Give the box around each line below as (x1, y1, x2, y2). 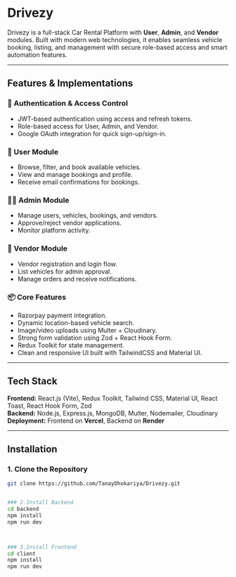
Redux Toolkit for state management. (17, 340, 125, 349)
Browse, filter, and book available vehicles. (17, 163, 142, 171)
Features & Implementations (7, 77, 133, 89)
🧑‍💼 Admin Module (7, 195, 70, 205)
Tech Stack (7, 376, 58, 387)
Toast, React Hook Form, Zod (7, 402, 93, 410)
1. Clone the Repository (7, 464, 88, 474)
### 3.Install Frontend (7, 543, 77, 550)
